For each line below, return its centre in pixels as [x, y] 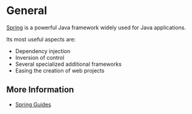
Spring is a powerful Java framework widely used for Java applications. [96, 27]
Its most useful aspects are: [41, 39]
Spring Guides [33, 104]
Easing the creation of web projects [60, 70]
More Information [40, 90]
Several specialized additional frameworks [68, 64]
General [27, 11]
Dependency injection [43, 51]
